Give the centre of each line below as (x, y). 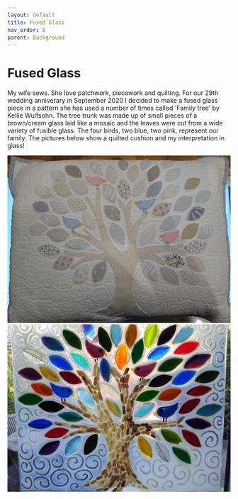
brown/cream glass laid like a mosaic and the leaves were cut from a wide (115, 123)
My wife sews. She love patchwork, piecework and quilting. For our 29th (113, 93)
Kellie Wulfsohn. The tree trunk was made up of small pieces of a (102, 116)
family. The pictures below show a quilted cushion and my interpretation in (116, 138)
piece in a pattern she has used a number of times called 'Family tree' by (113, 108)
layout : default (31, 15)
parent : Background (36, 38)
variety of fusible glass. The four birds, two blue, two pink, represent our (113, 130)
